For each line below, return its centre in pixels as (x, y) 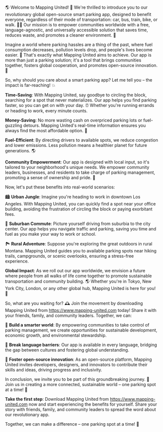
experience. (17, 261)
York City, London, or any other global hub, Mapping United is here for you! (80, 288)
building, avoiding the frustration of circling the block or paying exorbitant (79, 209)
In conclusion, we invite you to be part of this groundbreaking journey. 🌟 (77, 379)
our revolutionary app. (27, 415)
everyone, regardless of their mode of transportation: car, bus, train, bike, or (81, 20)
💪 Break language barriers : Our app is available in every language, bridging (81, 345)
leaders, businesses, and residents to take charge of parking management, (80, 172)
